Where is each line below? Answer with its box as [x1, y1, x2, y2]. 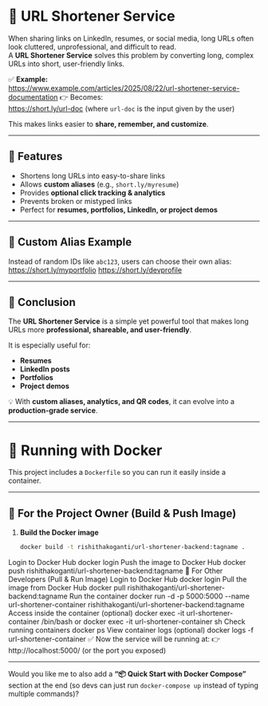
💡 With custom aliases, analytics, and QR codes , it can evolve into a [8, 397, 235, 406]
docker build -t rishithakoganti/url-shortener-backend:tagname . [19, 543, 246, 551]
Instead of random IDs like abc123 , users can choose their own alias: [8, 257, 232, 266]
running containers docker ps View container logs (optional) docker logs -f [8, 626, 254, 634]
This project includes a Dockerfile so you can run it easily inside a [8, 468, 226, 477]
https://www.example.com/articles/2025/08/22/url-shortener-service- [8, 83, 240, 92]
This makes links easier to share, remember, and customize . [8, 119, 209, 128]
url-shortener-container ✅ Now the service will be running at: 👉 [8, 634, 221, 644]
